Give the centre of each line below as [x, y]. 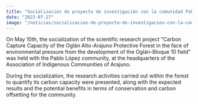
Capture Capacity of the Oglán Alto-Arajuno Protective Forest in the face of [97, 45]
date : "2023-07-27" [30, 17]
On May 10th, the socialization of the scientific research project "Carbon [94, 40]
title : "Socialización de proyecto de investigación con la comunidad [95, 12]
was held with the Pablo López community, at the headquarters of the [91, 58]
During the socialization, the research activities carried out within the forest [98, 76]
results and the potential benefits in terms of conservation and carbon [91, 89]
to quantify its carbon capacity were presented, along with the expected [94, 82]
